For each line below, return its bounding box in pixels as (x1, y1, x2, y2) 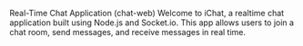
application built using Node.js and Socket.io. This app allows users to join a (9, 17, 294, 28)
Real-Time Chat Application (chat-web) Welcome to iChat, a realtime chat (9, 8, 285, 18)
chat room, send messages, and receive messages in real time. (9, 27, 247, 37)
